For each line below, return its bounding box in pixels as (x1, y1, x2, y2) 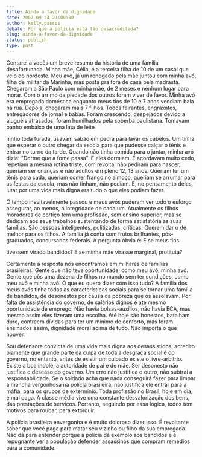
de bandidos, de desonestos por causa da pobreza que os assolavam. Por (6, 292, 191, 299)
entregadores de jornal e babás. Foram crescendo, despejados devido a (6, 110, 186, 118)
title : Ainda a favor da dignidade (6, 8, 96, 15)
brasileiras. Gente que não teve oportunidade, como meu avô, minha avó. (6, 267, 189, 274)
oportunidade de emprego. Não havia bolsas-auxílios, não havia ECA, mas (6, 305, 191, 312)
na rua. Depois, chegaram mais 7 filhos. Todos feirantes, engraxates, (6, 104, 177, 111)
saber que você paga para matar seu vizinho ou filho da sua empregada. (6, 424, 187, 432)
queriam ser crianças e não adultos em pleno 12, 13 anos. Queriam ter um (6, 167, 189, 174)
